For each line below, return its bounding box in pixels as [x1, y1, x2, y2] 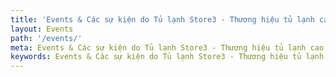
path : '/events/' [10, 33, 83, 43]
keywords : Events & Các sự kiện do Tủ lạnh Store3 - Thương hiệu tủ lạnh [10, 52, 325, 62]
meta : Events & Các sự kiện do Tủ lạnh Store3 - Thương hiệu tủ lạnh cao [10, 42, 325, 53]
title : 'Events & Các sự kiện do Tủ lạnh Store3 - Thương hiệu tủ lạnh [10, 14, 315, 25]
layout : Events [10, 24, 74, 34]
